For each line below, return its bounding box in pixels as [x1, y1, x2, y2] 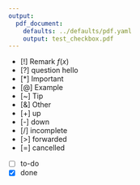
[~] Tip [19, 91, 44, 101]
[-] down [19, 117, 50, 127]
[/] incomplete [19, 126, 68, 136]
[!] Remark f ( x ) [19, 57, 70, 67]
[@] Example [19, 83, 63, 92]
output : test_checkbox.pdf [23, 34, 114, 43]
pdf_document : [15, 19, 63, 28]
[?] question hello [19, 66, 78, 75]
